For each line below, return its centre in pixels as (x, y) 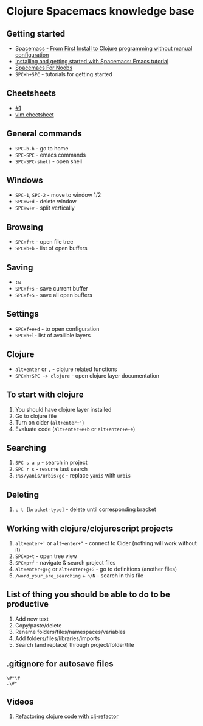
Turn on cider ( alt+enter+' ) (50, 422)
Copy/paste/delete (38, 625)
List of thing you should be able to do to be (88, 595)
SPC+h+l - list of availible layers (53, 335)
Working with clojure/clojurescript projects (90, 528)
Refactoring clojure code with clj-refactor (67, 716)
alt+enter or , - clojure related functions (66, 369)
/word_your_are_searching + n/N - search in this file (79, 575)
